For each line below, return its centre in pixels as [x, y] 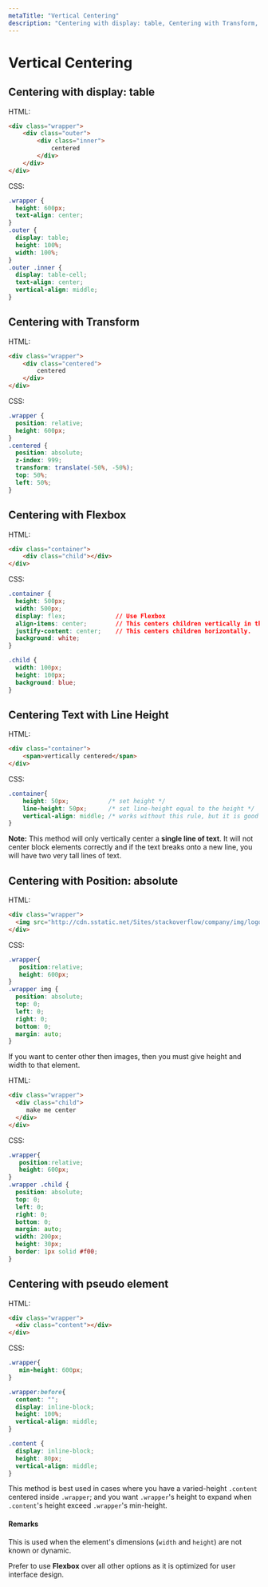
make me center [51, 1110]
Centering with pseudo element [89, 1284]
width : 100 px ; [39, 668]
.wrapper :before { [37, 1392]
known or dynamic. [40, 1550]
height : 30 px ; [39, 1245]
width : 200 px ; [39, 1237]
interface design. [36, 1574]
